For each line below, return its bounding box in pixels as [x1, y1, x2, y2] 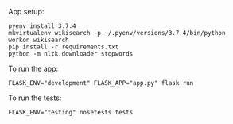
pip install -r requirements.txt [8, 43, 119, 51]
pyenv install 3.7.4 [8, 22, 77, 30]
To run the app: [8, 64, 59, 73]
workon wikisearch [8, 36, 69, 44]
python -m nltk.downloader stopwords [8, 50, 134, 58]
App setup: [8, 7, 45, 16]
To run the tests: [8, 93, 62, 103]
